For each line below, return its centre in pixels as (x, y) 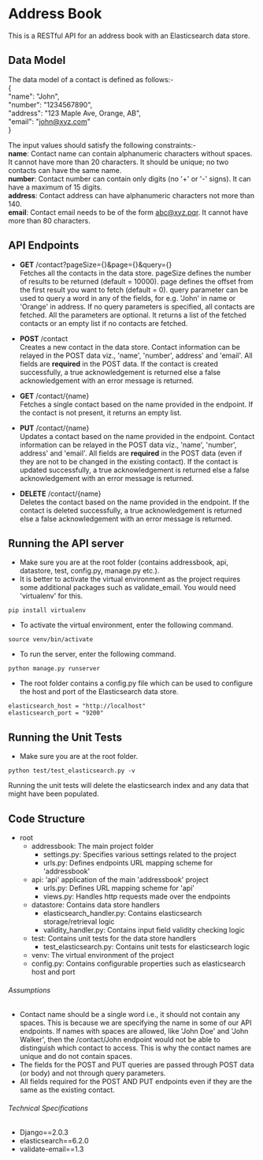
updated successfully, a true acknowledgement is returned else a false (134, 470)
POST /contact (44, 338)
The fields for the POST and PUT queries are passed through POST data (137, 1065)
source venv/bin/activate (50, 640)
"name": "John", (34, 96)
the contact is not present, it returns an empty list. (101, 412)
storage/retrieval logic (79, 922)
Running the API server (66, 543)
